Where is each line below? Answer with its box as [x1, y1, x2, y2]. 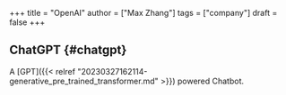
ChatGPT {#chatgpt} [9, 43, 127, 58]
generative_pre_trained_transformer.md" [9, 75, 159, 86]
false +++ [9, 17, 46, 28]
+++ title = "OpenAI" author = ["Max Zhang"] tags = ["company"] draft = [9, 8, 278, 18]
